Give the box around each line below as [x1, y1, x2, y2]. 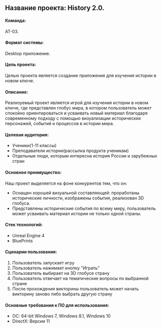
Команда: [5, 17, 26, 23]
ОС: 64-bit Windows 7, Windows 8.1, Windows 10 [12, 313, 111, 319]
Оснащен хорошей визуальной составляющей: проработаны [12, 190, 140, 196]
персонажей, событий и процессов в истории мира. [5, 121, 114, 127]
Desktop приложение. [5, 50, 50, 56]
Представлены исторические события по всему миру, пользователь [12, 205, 156, 211]
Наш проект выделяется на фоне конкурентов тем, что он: [5, 180, 127, 186]
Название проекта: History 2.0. [5, 4, 105, 12]
